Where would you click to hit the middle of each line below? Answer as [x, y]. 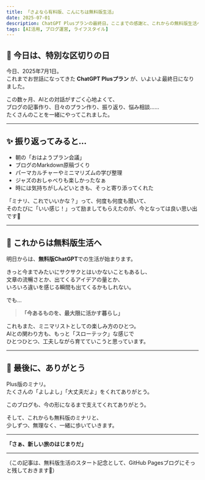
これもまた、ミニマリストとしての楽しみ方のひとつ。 [73, 326]
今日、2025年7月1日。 [34, 71]
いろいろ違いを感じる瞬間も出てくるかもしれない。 [70, 287]
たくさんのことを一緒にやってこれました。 [60, 115]
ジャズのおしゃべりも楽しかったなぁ [61, 180]
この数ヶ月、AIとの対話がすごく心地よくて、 [62, 100]
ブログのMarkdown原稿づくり [52, 165]
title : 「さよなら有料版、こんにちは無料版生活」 [61, 12]
